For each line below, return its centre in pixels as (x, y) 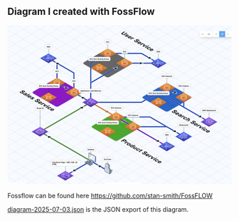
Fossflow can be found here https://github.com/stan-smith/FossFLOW (110, 196)
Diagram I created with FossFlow (81, 12)
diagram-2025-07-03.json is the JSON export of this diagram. (98, 210)
